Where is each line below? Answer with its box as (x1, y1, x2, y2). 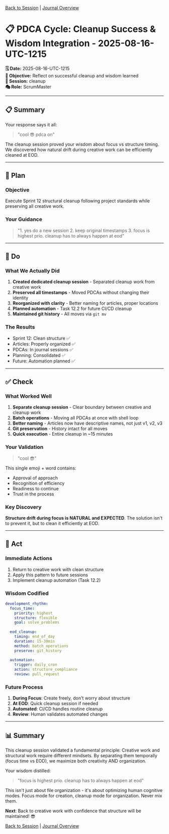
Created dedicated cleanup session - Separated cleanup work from (12, 279, 155, 285)
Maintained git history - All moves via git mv (12, 311, 107, 317)
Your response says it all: (5, 121, 57, 127)
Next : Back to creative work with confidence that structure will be (5, 808, 142, 814)
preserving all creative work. (5, 203, 64, 209)
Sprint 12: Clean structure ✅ (12, 335, 70, 341)
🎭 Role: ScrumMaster (5, 83, 52, 89)
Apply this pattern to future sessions (12, 572, 88, 578)
